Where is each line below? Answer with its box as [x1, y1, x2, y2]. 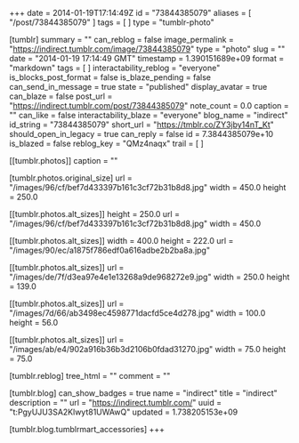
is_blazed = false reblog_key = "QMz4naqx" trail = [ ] [9, 138, 205, 149]
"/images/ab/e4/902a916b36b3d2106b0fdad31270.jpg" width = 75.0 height [9, 344, 287, 354]
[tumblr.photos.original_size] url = [9, 173, 133, 183]
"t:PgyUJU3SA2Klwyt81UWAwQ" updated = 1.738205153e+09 [9, 407, 238, 417]
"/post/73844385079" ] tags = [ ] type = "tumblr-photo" [9, 17, 215, 28]
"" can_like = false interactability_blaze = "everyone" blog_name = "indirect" [9, 110, 289, 120]
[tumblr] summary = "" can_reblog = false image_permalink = [9, 35, 234, 44]
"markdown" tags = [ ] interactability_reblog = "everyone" [9, 62, 221, 73]
